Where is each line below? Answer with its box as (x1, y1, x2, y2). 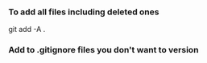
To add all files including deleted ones (8, 6, 159, 18)
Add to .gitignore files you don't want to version (8, 45, 199, 56)
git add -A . (8, 25, 46, 34)
